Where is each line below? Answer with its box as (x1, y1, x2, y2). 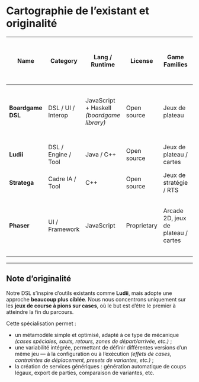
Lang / (94, 53, 113, 61)
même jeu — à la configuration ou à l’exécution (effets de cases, (14, 350, 172, 357)
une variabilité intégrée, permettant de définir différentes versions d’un (14, 344, 188, 351)
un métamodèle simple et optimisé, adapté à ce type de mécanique (14, 331, 179, 338)
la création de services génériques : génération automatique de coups (14, 362, 187, 370)
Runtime (91, 60, 115, 69)
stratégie (163, 178, 188, 187)
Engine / (48, 150, 72, 158)
